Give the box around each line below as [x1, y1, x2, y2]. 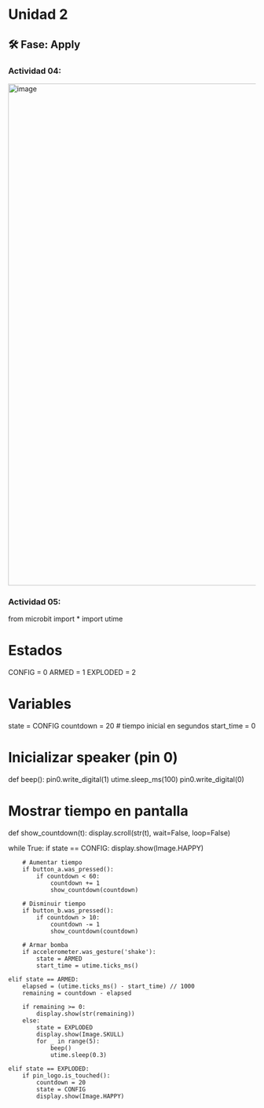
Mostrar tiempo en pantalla [8, 802, 189, 820]
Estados [8, 642, 63, 659]
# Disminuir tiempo [22, 900, 86, 908]
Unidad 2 [8, 6, 68, 24]
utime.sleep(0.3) [49, 1051, 108, 1058]
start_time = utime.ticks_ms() [36, 961, 139, 970]
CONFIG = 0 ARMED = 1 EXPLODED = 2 [8, 668, 136, 677]
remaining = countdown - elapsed [22, 989, 132, 997]
